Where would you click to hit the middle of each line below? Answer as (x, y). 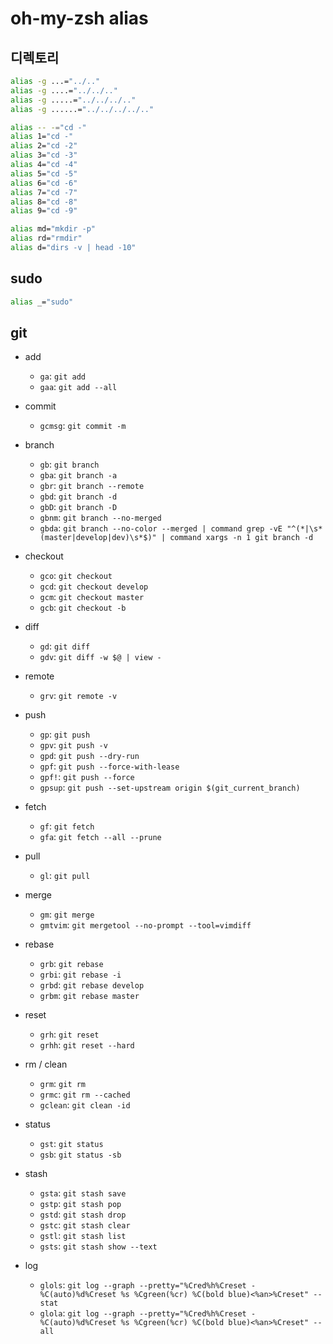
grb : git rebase (71, 964)
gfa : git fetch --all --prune (100, 837)
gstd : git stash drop (83, 1214)
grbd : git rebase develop (92, 985)
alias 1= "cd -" (42, 137)
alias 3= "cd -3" (44, 155)
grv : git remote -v (78, 696)
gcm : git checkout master (92, 597)
